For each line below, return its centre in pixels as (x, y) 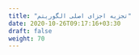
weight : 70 (27, 38)
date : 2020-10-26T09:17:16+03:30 (65, 23)
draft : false (30, 31)
